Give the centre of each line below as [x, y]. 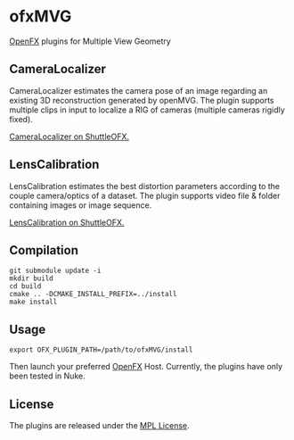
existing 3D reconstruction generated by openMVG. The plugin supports [142, 100]
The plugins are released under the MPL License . [99, 425]
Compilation [44, 250]
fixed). [21, 119]
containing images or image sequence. [81, 205]
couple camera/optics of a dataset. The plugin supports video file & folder [145, 195]
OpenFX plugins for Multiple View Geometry [90, 41]
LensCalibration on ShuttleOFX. [67, 222]
